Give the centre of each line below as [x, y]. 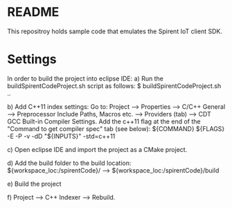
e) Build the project [34, 184]
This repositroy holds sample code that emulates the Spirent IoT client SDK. [115, 31]
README [33, 12]
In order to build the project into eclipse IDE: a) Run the [86, 78]
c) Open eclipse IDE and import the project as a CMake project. [97, 149]
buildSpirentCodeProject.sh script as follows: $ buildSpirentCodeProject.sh [114, 86]
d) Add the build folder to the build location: [69, 163]
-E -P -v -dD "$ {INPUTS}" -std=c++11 [61, 136]
